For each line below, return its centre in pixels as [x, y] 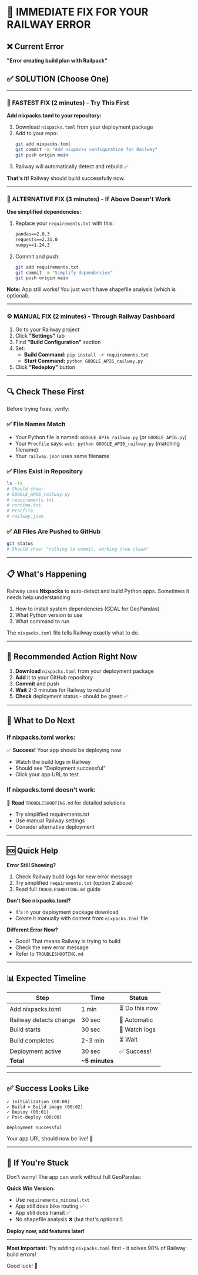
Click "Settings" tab [40, 335]
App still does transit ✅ [43, 1213]
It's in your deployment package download [67, 912]
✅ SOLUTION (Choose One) [58, 79]
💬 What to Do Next [41, 720]
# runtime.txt [24, 505]
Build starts [25, 1029]
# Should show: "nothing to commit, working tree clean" [78, 549]
